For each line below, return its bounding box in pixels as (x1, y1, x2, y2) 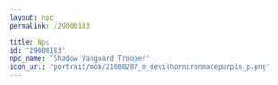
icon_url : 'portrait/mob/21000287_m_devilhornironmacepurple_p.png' (9, 63, 271, 72)
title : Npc (9, 38, 50, 47)
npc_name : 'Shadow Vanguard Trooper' (9, 55, 151, 64)
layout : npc (9, 13, 54, 22)
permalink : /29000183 (9, 21, 91, 30)
